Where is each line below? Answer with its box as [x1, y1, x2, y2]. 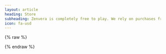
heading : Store [4, 12, 36, 17]
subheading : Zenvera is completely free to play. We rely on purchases [4, 16, 156, 21]
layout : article [4, 7, 38, 12]
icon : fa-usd [4, 21, 32, 26]
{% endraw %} [4, 44, 35, 50]
